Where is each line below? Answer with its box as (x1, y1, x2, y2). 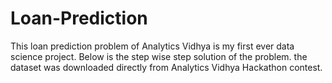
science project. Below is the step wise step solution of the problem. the (10, 50, 308, 62)
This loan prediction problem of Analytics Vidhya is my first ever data (10, 40, 295, 52)
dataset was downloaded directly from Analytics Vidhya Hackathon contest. (10, 61, 323, 73)
